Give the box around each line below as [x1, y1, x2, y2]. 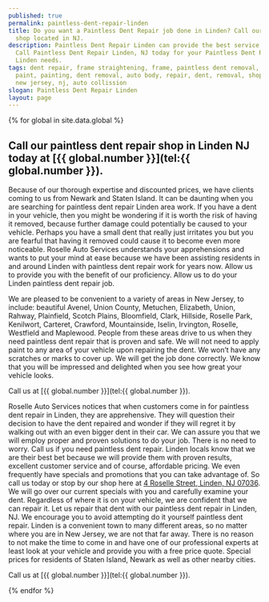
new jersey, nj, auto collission [15, 78, 127, 86]
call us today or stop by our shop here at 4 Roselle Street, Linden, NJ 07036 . [8, 478, 261, 488]
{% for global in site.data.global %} [8, 115, 124, 125]
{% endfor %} [8, 586, 54, 596]
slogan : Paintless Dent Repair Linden [8, 86, 138, 94]
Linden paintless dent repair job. [8, 279, 114, 288]
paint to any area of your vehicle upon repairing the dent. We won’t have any [8, 345, 261, 355]
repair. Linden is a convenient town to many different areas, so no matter [8, 521, 248, 531]
